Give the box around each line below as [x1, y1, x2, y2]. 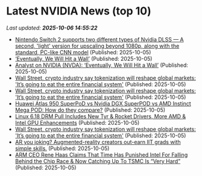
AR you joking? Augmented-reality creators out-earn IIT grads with [14, 138, 181, 145]
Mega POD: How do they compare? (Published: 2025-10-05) [14, 106, 166, 113]
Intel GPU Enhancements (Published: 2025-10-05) [14, 119, 140, 126]
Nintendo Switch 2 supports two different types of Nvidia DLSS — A [14, 36, 184, 43]
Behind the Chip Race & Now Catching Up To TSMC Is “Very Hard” [14, 157, 181, 165]
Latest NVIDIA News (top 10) [6, 4, 152, 18]
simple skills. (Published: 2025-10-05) [14, 145, 110, 152]
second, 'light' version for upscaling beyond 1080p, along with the [14, 42, 180, 49]
